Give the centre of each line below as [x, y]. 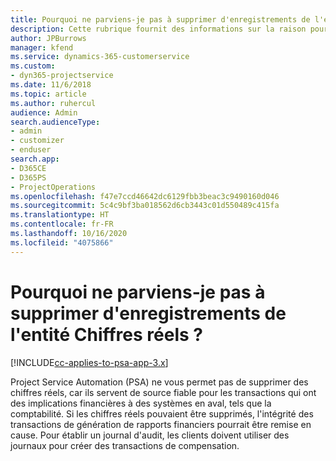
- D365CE [28, 168]
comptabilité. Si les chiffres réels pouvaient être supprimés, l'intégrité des [162, 413]
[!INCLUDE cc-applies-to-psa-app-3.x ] [89, 362]
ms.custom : [33, 66]
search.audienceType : [55, 122]
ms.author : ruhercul [53, 103]
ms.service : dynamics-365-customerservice [100, 57]
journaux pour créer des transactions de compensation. [125, 445]
